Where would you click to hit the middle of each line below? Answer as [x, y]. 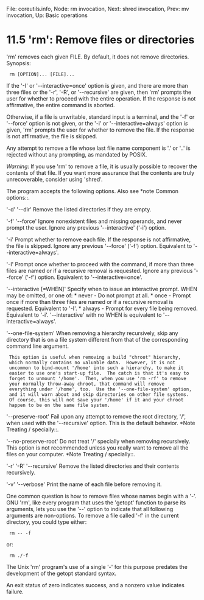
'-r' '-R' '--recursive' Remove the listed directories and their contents [93, 466]
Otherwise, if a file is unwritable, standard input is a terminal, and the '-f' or [100, 117]
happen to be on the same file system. [60, 405]
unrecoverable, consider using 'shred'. [55, 179]
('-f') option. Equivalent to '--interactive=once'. [84, 277]
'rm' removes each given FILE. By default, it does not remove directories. [98, 57]
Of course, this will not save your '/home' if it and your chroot [96, 400]
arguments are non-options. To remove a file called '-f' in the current [93, 515]
